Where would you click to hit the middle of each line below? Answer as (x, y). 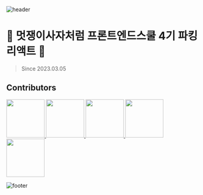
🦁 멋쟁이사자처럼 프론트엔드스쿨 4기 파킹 (102, 36)
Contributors (31, 88)
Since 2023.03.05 (44, 68)
